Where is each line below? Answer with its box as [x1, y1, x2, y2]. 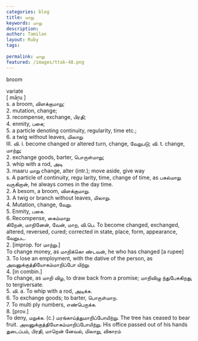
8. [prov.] [6, 307, 29, 315]
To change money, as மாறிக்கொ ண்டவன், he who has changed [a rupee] [6, 248, 184, 255]
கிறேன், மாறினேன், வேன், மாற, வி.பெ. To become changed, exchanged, [6, 221, 180, 229]
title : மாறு [6, 14, 34, 20]
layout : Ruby [6, 37, 39, 43]
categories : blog [6, 8, 50, 15]
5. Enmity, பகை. [6, 207, 45, 215]
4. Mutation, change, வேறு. [6, 201, 72, 208]
